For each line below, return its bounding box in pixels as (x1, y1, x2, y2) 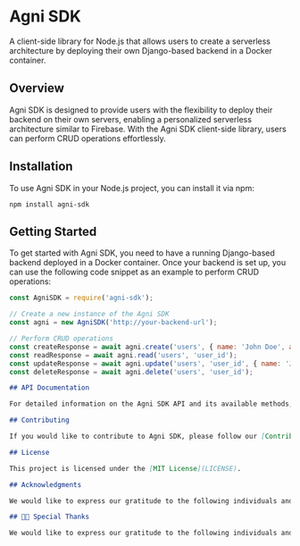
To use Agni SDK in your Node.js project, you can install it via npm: (9, 182, 254, 193)
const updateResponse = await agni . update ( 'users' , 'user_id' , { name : (9, 359, 281, 368)
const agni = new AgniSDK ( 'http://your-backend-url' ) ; (9, 318, 218, 327)
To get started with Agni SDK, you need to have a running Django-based (9, 248, 275, 258)
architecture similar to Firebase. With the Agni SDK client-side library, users (9, 123, 287, 134)
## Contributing (9, 416, 70, 425)
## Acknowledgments (9, 480, 82, 489)
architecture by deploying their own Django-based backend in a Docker (9, 45, 272, 55)
